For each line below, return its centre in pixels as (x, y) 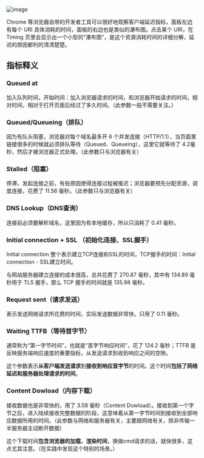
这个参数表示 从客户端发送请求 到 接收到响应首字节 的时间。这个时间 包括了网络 (102, 366)
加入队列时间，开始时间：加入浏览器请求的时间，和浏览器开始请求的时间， (99, 97)
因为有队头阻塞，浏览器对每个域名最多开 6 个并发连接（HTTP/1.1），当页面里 (101, 136)
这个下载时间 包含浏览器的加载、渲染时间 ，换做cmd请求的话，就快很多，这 (100, 441)
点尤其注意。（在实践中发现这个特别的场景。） (62, 448)
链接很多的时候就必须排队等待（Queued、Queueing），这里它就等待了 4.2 (98, 144)
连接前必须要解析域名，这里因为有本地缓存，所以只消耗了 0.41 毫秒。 (93, 222)
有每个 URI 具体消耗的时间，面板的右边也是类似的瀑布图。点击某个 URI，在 (100, 29)
